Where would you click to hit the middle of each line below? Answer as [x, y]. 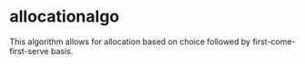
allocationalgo [65, 17]
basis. [62, 50]
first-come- [274, 41]
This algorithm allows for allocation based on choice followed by [130, 41]
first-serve [29, 50]
